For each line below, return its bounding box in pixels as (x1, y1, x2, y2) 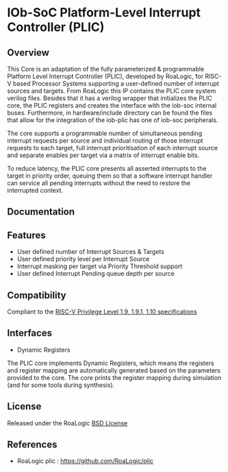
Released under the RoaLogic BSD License (7, 418, 128, 427)
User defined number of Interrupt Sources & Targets (16, 248, 164, 256)
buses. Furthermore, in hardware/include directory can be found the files (7, 108, 213, 117)
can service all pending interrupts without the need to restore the (7, 179, 190, 187)
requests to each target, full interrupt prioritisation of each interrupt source (7, 144, 218, 152)
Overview (7, 47, 50, 58)
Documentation (7, 206, 75, 217)
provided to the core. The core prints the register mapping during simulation (7, 373, 222, 381)
